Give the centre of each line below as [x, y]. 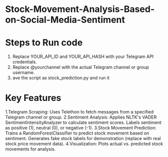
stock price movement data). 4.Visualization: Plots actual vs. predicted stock [84, 144]
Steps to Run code [44, 43]
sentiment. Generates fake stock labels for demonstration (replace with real [83, 138]
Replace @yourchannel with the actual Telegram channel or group [81, 67]
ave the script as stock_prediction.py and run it [61, 78]
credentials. [25, 62]
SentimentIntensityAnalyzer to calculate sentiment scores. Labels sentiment [83, 122]
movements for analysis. [31, 149]
